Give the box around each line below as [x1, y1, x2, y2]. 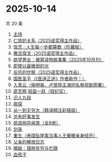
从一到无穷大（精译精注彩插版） [13, 107, 80, 113]
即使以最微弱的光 [13, 63, 49, 69]
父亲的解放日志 [13, 139, 45, 145]
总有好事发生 [13, 113, 40, 119]
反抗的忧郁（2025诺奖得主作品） [13, 69, 83, 75]
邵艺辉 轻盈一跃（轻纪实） [13, 88, 68, 94]
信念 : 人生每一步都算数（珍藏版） [13, 44, 84, 50]
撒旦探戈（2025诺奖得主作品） [13, 50, 78, 56]
